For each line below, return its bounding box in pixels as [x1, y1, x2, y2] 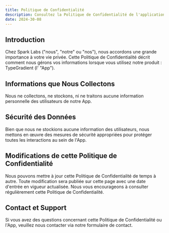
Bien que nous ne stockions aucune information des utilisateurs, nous [5, 126, 149, 132]
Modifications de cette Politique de [5, 152, 117, 160]
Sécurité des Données [5, 113, 76, 122]
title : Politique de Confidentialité [5, 7, 84, 13]
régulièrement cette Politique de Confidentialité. [5, 189, 105, 195]
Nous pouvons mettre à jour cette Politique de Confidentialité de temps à [5, 172, 156, 179]
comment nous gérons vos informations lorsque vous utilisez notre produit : [5, 60, 162, 66]
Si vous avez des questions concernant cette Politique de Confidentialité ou [5, 217, 162, 223]
